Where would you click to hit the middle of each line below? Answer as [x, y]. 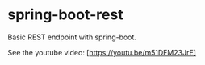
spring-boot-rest [65, 15]
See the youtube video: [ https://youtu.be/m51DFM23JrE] [102, 52]
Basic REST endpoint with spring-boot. [72, 37]
